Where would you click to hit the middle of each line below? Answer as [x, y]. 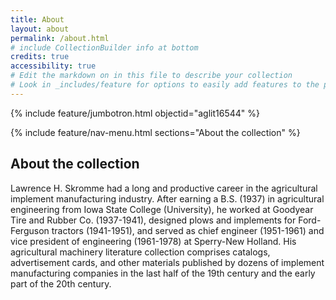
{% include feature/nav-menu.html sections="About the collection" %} [155, 132]
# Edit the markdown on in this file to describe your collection [151, 76]
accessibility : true [53, 66]
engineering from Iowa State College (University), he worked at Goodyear [162, 209]
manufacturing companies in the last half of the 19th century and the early [163, 273]
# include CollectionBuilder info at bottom [104, 47]
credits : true [40, 57]
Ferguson [30, 230]
